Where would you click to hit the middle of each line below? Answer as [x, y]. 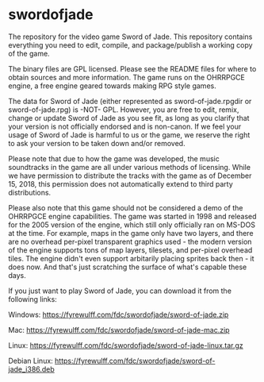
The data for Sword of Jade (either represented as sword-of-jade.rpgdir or [130, 101]
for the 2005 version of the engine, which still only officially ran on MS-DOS [132, 225]
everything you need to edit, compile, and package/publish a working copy [130, 44]
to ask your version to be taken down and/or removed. [97, 143]
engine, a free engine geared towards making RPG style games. [112, 86]
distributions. [30, 192]
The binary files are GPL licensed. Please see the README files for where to [132, 68]
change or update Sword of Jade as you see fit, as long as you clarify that [129, 118]
